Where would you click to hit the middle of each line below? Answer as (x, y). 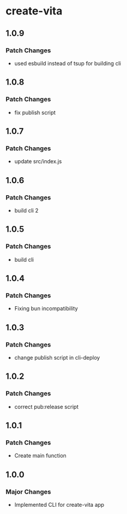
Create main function (40, 456)
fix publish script (35, 112)
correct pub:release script (46, 407)
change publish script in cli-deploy (57, 358)
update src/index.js (38, 162)
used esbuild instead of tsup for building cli (67, 63)
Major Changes (28, 492)
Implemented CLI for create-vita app (59, 505)
